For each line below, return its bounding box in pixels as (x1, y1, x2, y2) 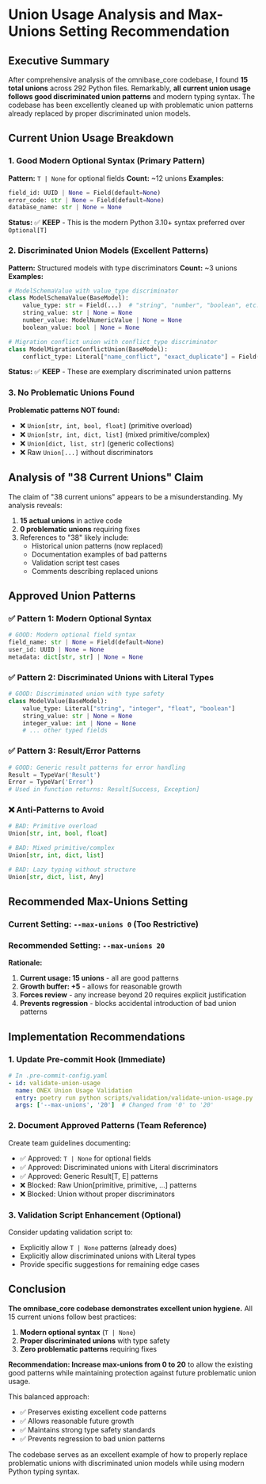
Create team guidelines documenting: (8, 1138, 131, 1147)
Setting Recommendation (59, 22, 230, 40)
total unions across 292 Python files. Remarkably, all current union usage (8, 83, 251, 93)
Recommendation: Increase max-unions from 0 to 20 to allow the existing (8, 1360, 253, 1369)
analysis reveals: (8, 500, 63, 510)
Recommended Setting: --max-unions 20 (8, 939, 165, 950)
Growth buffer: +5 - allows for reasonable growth (19, 981, 182, 992)
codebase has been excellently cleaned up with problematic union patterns (8, 101, 253, 109)
